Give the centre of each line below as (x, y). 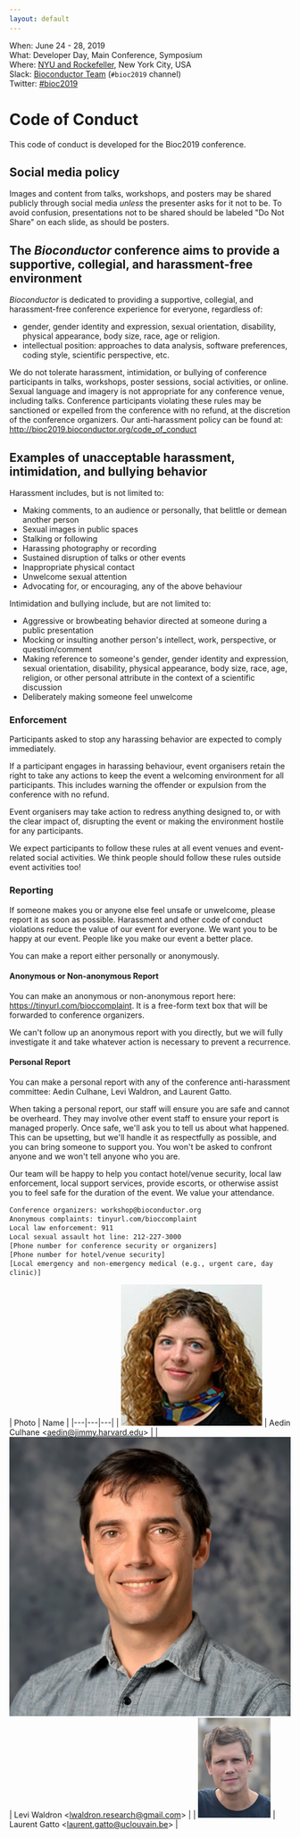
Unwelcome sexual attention (75, 577)
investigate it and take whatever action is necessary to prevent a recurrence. (150, 1042)
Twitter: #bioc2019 (44, 83)
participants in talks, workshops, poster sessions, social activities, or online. (149, 382)
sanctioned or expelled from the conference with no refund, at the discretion (150, 410)
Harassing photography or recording (89, 548)
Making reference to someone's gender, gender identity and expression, (155, 659)
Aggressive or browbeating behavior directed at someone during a (145, 621)
